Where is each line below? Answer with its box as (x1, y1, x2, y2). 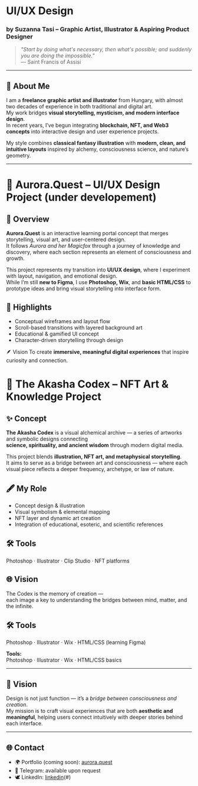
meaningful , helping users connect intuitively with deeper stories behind (6, 713, 183, 721)
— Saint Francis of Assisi (20, 58, 81, 65)
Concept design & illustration (14, 502, 85, 509)
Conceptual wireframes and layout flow (14, 318, 111, 325)
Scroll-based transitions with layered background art (14, 324, 143, 331)
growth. (6, 255, 25, 262)
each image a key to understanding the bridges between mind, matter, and (6, 596, 187, 603)
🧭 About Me (6, 81, 50, 91)
